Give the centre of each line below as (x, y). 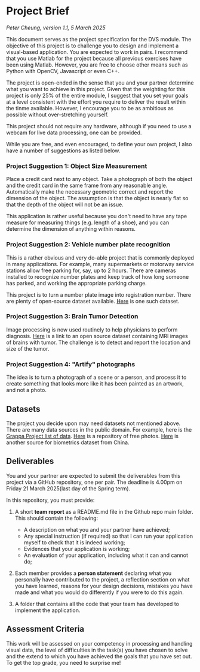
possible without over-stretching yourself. (58, 114)
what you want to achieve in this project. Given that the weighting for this (96, 89)
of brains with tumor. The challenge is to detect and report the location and (99, 342)
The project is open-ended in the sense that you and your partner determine (100, 83)
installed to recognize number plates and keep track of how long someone (98, 276)
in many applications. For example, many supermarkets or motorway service (100, 264)
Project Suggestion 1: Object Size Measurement (77, 166)
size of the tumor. (28, 348)
